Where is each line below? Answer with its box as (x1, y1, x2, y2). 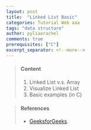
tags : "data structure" (6, 25, 65, 31)
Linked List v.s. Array (29, 78, 80, 86)
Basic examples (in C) (29, 91, 82, 98)
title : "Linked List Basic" (6, 14, 77, 20)
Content (20, 66, 41, 73)
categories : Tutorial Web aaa (6, 19, 80, 25)
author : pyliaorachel (6, 31, 59, 37)
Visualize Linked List (29, 84, 79, 92)
